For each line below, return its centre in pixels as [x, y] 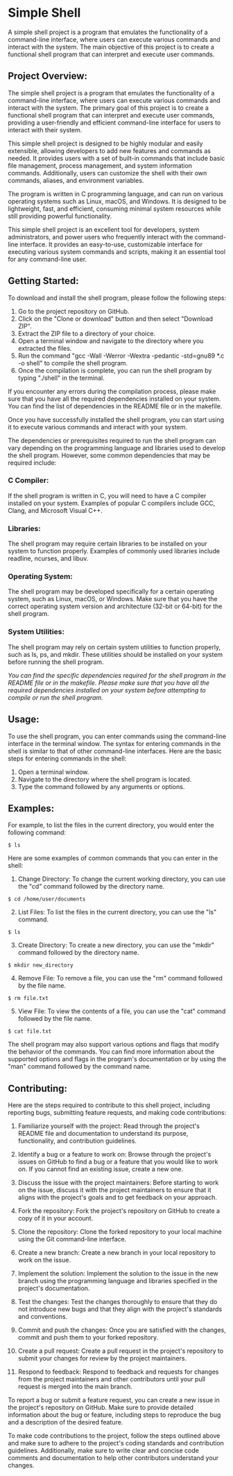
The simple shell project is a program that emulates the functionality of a [111, 93]
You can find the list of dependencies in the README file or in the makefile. [115, 406]
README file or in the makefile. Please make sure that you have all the [109, 683]
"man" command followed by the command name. [80, 1067]
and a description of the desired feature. [66, 1422]
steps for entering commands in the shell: [67, 758]
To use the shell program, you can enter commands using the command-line [117, 736]
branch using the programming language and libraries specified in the [118, 1281]
